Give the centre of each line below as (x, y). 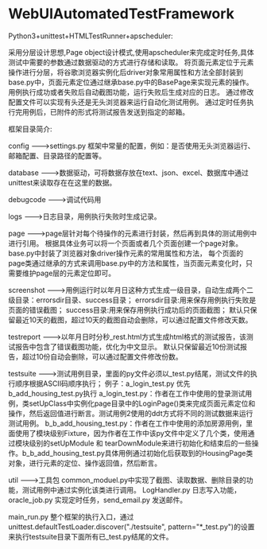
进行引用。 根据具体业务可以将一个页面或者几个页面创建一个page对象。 (126, 243)
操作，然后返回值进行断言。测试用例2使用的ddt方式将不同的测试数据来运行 (131, 413)
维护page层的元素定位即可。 (69, 273)
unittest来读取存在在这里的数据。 (62, 182)
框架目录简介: (31, 129)
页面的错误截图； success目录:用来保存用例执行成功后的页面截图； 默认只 (129, 310)
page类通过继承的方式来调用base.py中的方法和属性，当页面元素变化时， (127, 263)
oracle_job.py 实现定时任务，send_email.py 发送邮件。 (98, 500)
